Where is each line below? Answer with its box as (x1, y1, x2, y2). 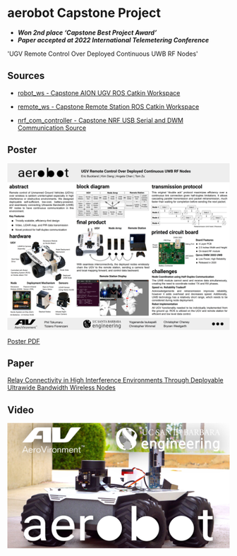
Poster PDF (7, 337, 40, 345)
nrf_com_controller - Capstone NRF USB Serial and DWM (17, 116, 184, 124)
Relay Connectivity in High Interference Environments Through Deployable (7, 376, 224, 385)
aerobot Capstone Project (7, 5, 161, 21)
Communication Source (17, 123, 87, 132)
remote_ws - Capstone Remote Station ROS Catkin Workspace (17, 102, 200, 111)
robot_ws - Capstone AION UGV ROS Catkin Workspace (17, 88, 181, 97)
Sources (7, 70, 45, 82)
